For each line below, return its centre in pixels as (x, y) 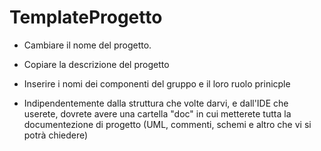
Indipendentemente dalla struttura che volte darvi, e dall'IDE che (156, 103)
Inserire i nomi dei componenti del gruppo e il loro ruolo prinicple (157, 83)
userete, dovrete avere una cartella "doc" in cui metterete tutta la (157, 113)
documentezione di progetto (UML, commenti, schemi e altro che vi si (167, 124)
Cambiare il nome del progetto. (87, 45)
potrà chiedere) (56, 135)
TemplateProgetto (86, 17)
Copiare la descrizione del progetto (96, 64)
